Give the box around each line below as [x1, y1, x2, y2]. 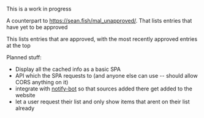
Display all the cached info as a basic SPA [15, 65, 121, 73]
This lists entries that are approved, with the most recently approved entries [6, 35, 198, 42]
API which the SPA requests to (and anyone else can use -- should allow [15, 72, 198, 79]
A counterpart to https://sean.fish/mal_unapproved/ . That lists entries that [6, 17, 192, 24]
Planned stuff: [6, 54, 42, 61]
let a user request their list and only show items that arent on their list [15, 98, 190, 105]
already [15, 105, 35, 112]
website [15, 92, 36, 98]
